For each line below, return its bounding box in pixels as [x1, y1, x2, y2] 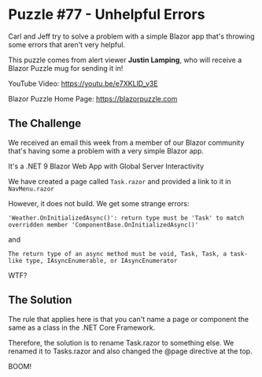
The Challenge [8, 116, 82, 131]
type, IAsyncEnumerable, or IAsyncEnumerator [25, 257, 178, 264]
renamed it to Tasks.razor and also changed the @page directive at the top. [8, 346, 253, 356]
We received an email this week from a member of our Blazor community [8, 138, 245, 147]
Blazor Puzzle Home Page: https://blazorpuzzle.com [8, 94, 178, 103]
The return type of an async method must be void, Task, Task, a [8, 249, 227, 257]
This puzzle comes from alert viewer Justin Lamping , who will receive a [8, 55, 242, 65]
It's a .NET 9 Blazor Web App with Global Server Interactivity [8, 161, 205, 171]
